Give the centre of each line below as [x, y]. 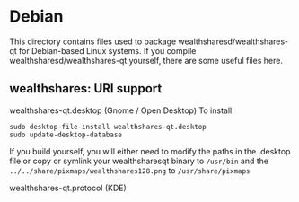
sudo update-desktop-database [66, 135]
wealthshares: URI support [86, 88]
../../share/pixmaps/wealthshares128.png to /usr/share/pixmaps [130, 170]
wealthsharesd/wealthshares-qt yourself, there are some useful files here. [146, 60]
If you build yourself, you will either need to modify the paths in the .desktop [150, 151]
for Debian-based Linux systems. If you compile [108, 50]
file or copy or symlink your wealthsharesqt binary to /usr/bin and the [139, 161]
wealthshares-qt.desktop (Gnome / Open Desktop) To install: [122, 110]
